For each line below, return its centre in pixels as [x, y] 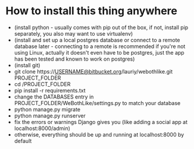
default [23, 141]
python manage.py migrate [47, 109]
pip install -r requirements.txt [50, 90]
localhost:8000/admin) [42, 128]
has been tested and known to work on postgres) [74, 59]
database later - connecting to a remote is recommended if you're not [100, 46]
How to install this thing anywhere [92, 11]
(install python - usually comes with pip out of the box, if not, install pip [101, 27]
